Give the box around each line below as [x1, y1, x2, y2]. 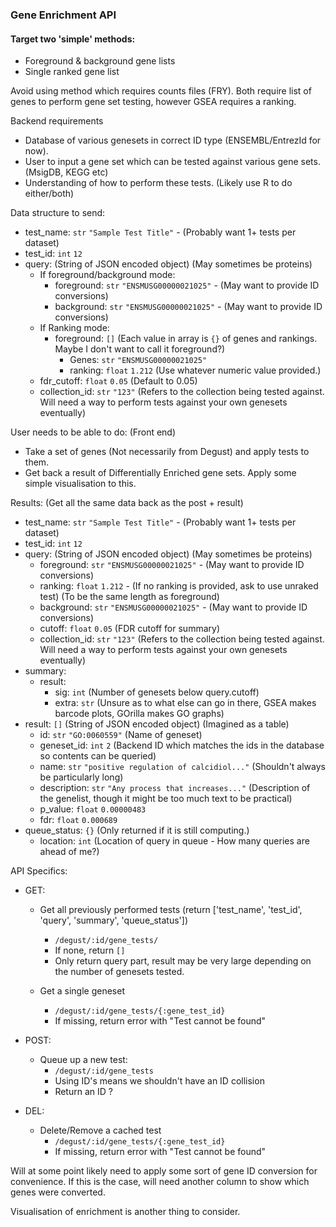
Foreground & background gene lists [24, 55, 176, 67]
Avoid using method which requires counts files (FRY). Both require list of [10, 85, 312, 97]
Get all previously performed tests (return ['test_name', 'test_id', [39, 904, 303, 916]
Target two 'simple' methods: [10, 33, 136, 45]
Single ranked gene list [24, 66, 120, 78]
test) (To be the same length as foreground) [39, 591, 220, 603]
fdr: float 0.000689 [39, 814, 118, 826]
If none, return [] [54, 944, 126, 957]
